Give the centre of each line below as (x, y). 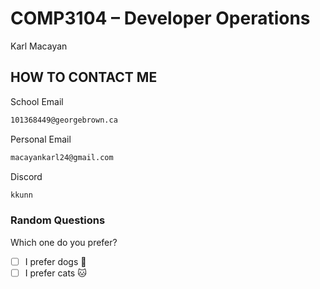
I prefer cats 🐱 (55, 273)
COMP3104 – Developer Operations (160, 18)
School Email (37, 101)
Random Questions (58, 220)
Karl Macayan (39, 46)
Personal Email (41, 139)
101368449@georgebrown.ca (64, 120)
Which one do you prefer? (64, 242)
